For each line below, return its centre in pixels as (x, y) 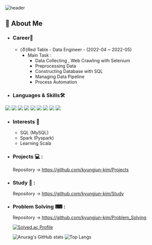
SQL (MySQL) (34, 133)
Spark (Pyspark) (37, 138)
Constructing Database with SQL (69, 71)
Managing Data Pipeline (60, 76)
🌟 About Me (24, 23)
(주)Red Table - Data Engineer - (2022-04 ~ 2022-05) (76, 49)
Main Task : (40, 55)
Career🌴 (23, 38)
